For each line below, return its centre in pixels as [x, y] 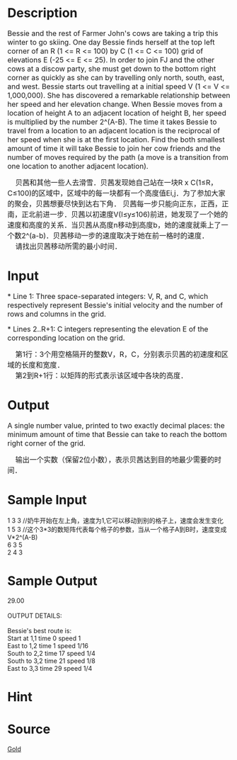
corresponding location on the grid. [66, 338]
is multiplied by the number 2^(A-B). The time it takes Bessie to [112, 122]
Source [29, 729]
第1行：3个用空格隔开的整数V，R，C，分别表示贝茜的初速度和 [118, 354]
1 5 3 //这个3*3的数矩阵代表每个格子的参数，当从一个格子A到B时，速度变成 [117, 529]
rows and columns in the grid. [57, 314]
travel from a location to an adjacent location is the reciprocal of [114, 130]
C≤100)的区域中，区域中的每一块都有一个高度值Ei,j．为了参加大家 [116, 193]
